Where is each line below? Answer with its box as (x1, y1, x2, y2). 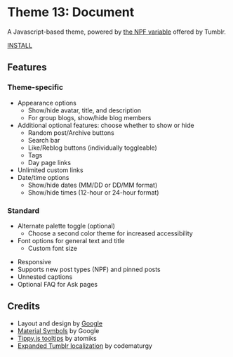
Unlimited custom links (17, 166, 84, 174)
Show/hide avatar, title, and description (27, 106, 142, 115)
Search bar (27, 136, 60, 144)
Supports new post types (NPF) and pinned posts (17, 265, 161, 273)
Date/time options (17, 173, 69, 181)
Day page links (27, 158, 72, 167)
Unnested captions (17, 272, 73, 281)
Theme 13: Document (7, 4, 135, 20)
